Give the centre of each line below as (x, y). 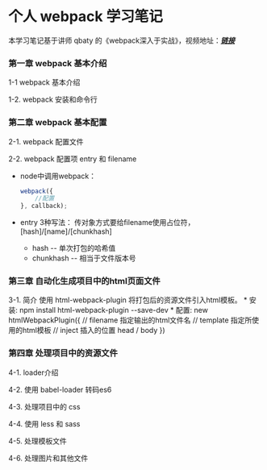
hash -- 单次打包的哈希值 (74, 248)
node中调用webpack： (58, 176)
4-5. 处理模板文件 (38, 441)
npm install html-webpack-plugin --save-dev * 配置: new (113, 310)
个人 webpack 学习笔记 (86, 17)
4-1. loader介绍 (33, 372)
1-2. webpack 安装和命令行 (53, 100)
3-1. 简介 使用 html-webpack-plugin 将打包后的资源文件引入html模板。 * (128, 300)
